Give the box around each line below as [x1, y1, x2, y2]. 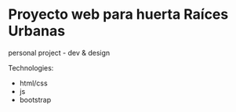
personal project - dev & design [8, 48, 111, 57]
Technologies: [8, 63, 54, 72]
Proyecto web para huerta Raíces [8, 5, 229, 23]
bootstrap [19, 95, 52, 104]
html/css [19, 78, 49, 88]
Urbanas [8, 22, 65, 40]
